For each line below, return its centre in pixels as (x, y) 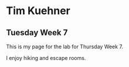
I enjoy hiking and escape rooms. (46, 58)
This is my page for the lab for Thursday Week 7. (64, 46)
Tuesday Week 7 (37, 33)
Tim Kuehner (38, 11)
